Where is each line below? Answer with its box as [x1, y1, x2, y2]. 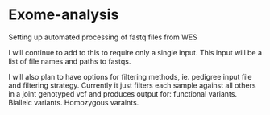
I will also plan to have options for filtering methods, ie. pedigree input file [8, 72, 252, 81]
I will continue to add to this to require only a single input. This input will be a [8, 47, 263, 57]
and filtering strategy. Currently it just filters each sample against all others [8, 80, 256, 90]
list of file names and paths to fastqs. [8, 56, 131, 66]
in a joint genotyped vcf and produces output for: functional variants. [8, 88, 238, 98]
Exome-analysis [8, 6, 119, 24]
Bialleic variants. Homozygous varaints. [8, 97, 139, 107]
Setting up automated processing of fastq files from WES [8, 32, 197, 42]
